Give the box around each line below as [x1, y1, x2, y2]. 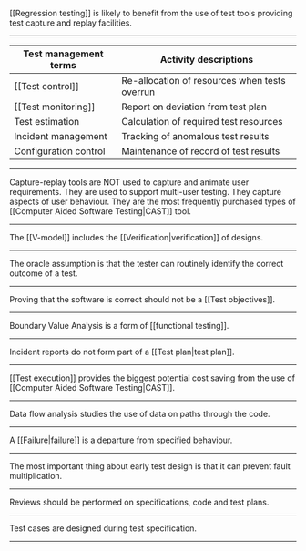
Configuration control [14, 145, 106, 158]
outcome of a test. [9, 268, 78, 279]
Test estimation [14, 116, 80, 128]
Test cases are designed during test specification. [9, 523, 198, 534]
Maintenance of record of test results [121, 145, 280, 158]
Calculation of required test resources [121, 116, 283, 128]
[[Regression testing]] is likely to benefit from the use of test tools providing [9, 8, 293, 18]
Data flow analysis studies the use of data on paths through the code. [9, 409, 270, 419]
